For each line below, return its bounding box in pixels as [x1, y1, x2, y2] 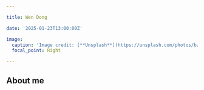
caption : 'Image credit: [12, 42, 75, 48]
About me [6, 75, 44, 86]
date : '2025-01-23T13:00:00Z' [6, 25, 83, 31]
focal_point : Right [12, 47, 61, 54]
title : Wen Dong [6, 14, 47, 20]
